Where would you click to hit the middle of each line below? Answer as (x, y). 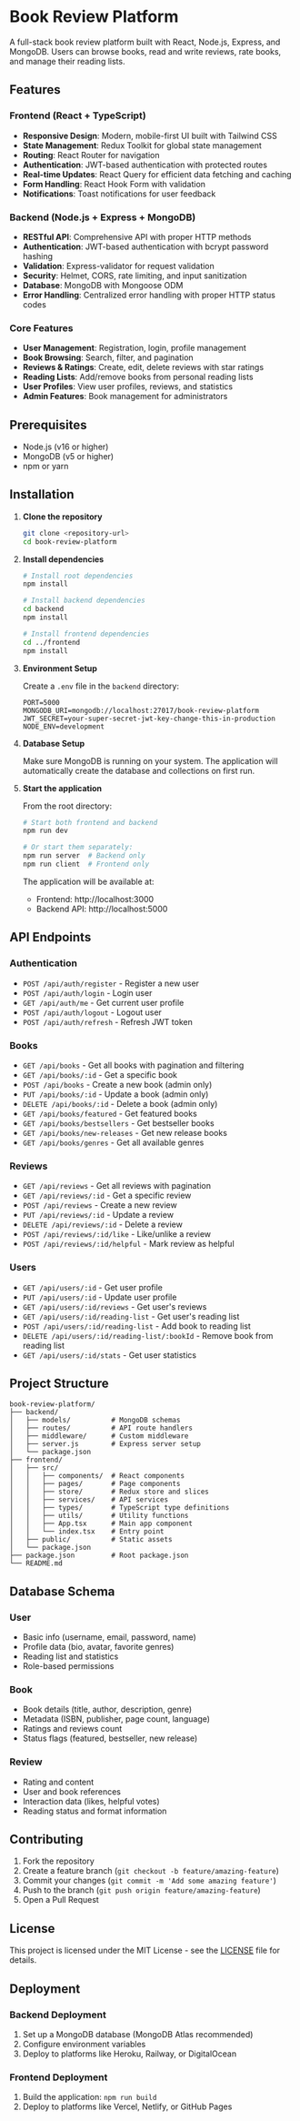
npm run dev (45, 831)
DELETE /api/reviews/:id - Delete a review (103, 1224)
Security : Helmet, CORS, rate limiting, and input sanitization (135, 276)
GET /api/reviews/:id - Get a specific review (107, 1196)
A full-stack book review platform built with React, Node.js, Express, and (145, 42)
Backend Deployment (58, 2015)
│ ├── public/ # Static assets (91, 1540)
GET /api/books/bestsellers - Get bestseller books (119, 1123)
